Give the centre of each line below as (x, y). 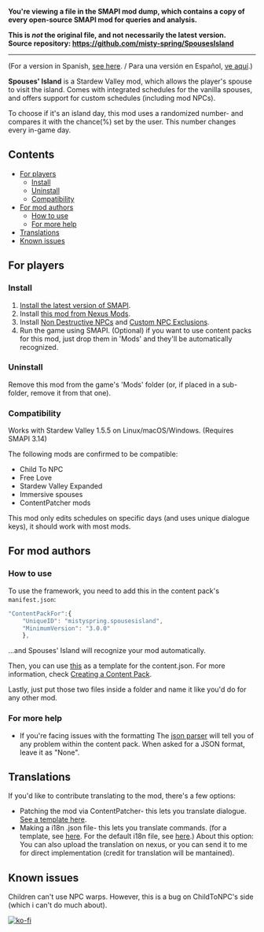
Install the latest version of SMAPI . (75, 305)
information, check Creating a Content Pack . (80, 674)
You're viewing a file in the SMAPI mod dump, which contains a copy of (126, 11)
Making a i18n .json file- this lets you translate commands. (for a (123, 828)
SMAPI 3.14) (27, 439)
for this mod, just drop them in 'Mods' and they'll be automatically (126, 339)
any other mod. (33, 698)
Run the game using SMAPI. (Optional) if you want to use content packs (136, 330)
